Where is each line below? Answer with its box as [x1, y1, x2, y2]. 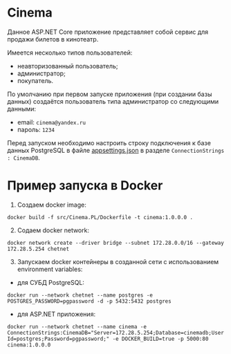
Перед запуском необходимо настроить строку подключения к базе [7, 138, 211, 147]
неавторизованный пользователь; [17, 62, 118, 70]
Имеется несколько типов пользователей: [7, 48, 133, 57]
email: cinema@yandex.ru [17, 118, 86, 126]
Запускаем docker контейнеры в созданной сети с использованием [17, 257, 219, 265]
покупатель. [17, 76, 54, 84]
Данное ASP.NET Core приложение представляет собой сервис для [7, 28, 209, 36]
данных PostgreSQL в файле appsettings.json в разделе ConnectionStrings [7, 146, 225, 154]
